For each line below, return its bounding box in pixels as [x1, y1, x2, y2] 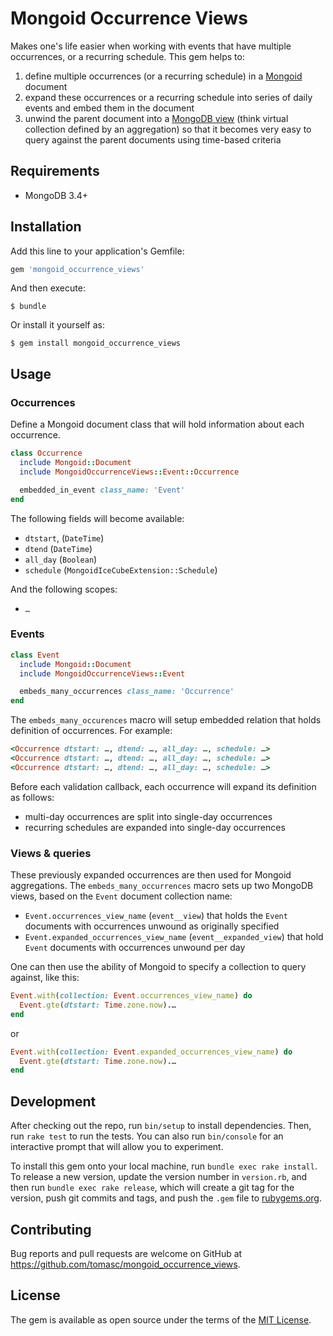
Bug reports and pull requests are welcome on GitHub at [10, 1247, 243, 1259]
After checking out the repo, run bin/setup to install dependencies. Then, [10, 1120, 312, 1132]
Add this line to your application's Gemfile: [10, 245, 185, 257]
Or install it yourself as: [10, 319, 105, 331]
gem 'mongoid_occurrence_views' [10, 264, 145, 274]
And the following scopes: [10, 583, 118, 595]
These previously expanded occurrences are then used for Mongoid [10, 869, 292, 881]
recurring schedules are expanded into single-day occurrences [24, 821, 286, 833]
